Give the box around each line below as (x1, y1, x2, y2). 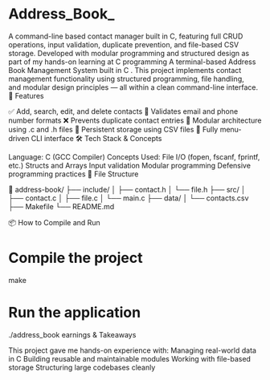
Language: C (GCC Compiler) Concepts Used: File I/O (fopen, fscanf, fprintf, (8, 152, 260, 161)
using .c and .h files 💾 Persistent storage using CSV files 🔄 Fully (8, 124, 219, 134)
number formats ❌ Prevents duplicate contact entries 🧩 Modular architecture (8, 115, 263, 125)
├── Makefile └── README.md (8, 201, 115, 211)
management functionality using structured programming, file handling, (8, 74, 245, 83)
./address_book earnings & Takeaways (8, 329, 137, 339)
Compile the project (8, 249, 143, 267)
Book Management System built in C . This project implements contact (8, 65, 242, 75)
